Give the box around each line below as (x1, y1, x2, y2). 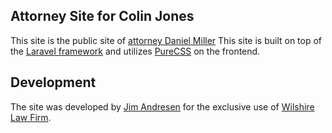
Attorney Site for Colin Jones (10, 8, 195, 25)
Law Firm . (10, 111, 52, 123)
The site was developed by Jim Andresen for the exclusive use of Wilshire (10, 100, 315, 113)
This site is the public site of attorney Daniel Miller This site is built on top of (10, 34, 323, 46)
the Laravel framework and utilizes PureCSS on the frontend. (10, 45, 261, 57)
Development (10, 74, 97, 91)
